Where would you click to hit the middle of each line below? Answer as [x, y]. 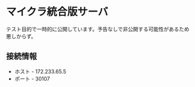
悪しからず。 [21, 36]
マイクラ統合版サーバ [57, 12]
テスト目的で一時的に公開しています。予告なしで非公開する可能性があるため [98, 29]
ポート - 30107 [32, 78]
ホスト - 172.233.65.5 [40, 71]
